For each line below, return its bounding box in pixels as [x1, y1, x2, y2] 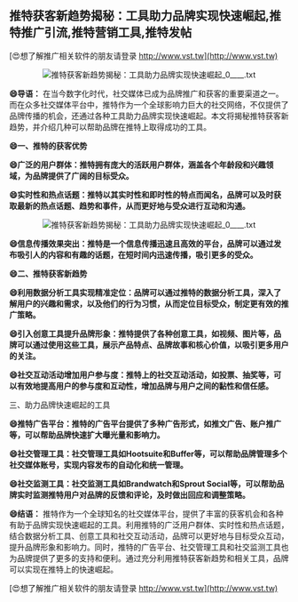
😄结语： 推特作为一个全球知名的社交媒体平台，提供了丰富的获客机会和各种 [9, 508, 284, 518]
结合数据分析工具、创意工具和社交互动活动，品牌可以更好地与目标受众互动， [9, 530, 289, 541]
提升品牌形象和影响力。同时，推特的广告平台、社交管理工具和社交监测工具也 [9, 542, 289, 552]
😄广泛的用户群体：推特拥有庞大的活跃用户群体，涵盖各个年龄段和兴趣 [9, 159, 266, 170]
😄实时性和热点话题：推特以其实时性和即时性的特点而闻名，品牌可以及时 [9, 189, 274, 200]
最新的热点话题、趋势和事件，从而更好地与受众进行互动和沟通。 [16, 200, 250, 211]
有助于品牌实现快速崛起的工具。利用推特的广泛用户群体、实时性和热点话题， [9, 519, 289, 530]
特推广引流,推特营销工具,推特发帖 [9, 25, 192, 40]
